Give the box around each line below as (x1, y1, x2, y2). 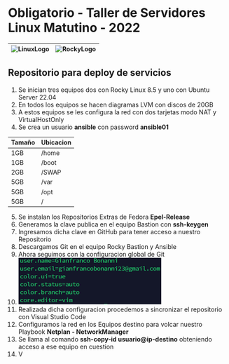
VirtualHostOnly (18, 115, 64, 123)
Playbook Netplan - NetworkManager (18, 328, 129, 336)
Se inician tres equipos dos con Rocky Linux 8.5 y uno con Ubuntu (18, 86, 210, 94)
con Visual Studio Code (18, 313, 86, 321)
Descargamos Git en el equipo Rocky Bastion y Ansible (18, 243, 177, 251)
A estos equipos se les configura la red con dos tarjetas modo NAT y (18, 107, 216, 116)
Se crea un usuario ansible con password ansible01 (18, 123, 169, 131)
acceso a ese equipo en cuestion (18, 342, 114, 351)
